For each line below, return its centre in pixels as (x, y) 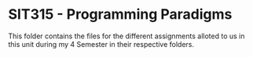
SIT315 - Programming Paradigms (120, 14)
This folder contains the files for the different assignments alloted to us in (126, 36)
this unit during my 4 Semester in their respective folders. (101, 44)
